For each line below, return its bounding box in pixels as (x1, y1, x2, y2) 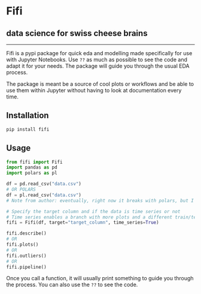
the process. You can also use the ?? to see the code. (6, 281, 138, 289)
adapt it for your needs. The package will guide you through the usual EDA (6, 62, 190, 70)
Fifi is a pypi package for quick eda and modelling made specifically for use (6, 50, 193, 56)
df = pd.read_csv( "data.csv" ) (6, 181, 82, 187)
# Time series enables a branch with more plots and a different (6, 214, 172, 220)
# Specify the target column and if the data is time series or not (6, 208, 181, 214)
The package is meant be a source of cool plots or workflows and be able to (6, 80, 194, 88)
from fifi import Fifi (6, 159, 63, 165)
